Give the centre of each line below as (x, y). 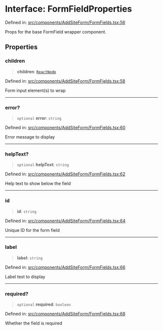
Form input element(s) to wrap (35, 90)
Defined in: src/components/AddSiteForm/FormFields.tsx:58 (65, 81)
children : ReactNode (36, 71)
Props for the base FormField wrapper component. (56, 32)
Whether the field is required (33, 323)
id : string (27, 211)
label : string (30, 258)
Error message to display (30, 137)
